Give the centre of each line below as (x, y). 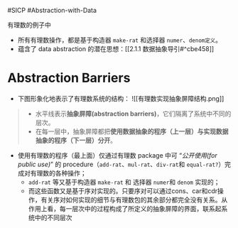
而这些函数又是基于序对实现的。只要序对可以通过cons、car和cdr (123, 190)
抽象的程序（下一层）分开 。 (76, 140)
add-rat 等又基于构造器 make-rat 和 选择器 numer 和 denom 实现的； (124, 182)
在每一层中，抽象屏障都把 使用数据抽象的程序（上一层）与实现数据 (132, 131)
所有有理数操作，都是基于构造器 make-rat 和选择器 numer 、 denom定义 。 (120, 40)
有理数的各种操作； (58, 173)
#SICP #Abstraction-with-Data (52, 10)
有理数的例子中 (29, 25)
